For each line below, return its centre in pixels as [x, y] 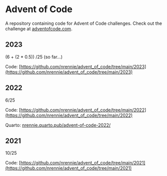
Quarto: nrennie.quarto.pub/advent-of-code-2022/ [58, 125]
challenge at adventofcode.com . [39, 28]
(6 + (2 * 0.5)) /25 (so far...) [34, 57]
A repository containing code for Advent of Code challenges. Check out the [84, 23]
